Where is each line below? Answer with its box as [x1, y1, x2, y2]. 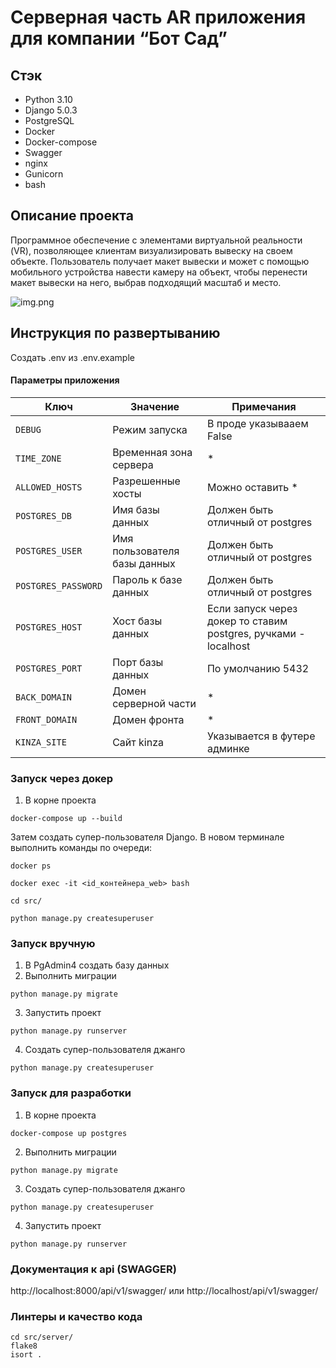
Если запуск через [206, 601, 298, 615]
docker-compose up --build [10, 814, 123, 824]
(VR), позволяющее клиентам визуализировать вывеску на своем [10, 244, 293, 256]
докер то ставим [206, 614, 288, 628]
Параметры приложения [10, 374, 120, 386]
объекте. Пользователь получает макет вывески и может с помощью [10, 255, 310, 267]
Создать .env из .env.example [10, 351, 135, 363]
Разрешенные [112, 474, 181, 488]
